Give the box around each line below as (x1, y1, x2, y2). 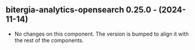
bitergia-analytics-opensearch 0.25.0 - (5, 5, 158, 15)
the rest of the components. (14, 36, 84, 44)
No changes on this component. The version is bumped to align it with (14, 30, 189, 37)
